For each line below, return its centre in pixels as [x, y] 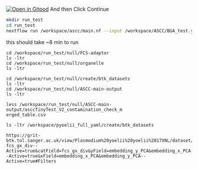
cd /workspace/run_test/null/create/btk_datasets [68, 79]
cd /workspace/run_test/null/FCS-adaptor [58, 53]
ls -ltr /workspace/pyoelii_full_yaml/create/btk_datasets [80, 125]
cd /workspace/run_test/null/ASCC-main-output [64, 89]
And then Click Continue [80, 9]
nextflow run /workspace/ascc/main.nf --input [64, 31]
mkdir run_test [25, 20]
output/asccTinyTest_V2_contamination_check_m [64, 110]
